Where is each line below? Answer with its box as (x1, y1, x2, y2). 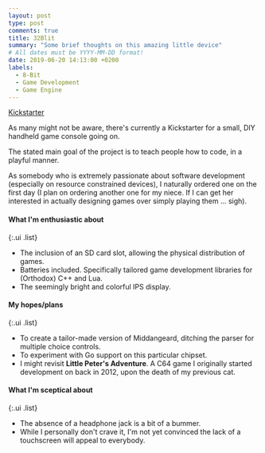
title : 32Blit (8, 33, 56, 42)
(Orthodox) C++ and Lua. (19, 273, 103, 283)
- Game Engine (15, 85, 62, 94)
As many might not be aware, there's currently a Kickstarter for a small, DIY (8, 123, 256, 132)
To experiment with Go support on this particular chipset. (19, 350, 208, 360)
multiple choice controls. (19, 341, 101, 351)
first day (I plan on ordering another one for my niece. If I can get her (8, 188, 234, 198)
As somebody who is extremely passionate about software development (8, 171, 245, 180)
